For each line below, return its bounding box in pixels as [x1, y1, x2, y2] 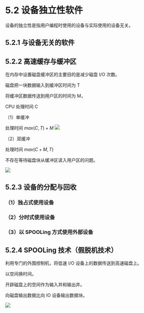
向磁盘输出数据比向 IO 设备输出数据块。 [5, 292, 88, 298]
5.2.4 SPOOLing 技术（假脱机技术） [5, 245, 118, 255]
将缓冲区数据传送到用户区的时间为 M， [5, 93, 86, 99]
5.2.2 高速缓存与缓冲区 [5, 57, 77, 66]
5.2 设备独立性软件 [5, 5, 83, 16]
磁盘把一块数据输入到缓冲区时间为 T [5, 82, 80, 88]
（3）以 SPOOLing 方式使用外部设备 [5, 229, 93, 236]
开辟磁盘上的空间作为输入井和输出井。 [5, 282, 85, 288]
